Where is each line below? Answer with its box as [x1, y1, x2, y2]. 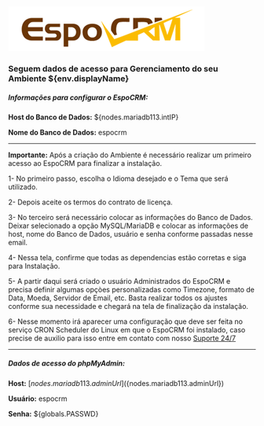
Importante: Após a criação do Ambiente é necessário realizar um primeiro [8, 150, 251, 160]
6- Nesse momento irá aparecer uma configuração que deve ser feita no [8, 317, 244, 326]
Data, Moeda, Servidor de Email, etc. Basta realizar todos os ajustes [8, 293, 228, 303]
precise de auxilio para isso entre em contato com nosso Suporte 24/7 [8, 333, 236, 343]
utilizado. [8, 182, 38, 191]
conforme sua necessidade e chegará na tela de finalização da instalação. [8, 301, 249, 310]
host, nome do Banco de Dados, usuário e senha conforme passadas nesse [8, 229, 254, 238]
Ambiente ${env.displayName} [8, 73, 130, 84]
